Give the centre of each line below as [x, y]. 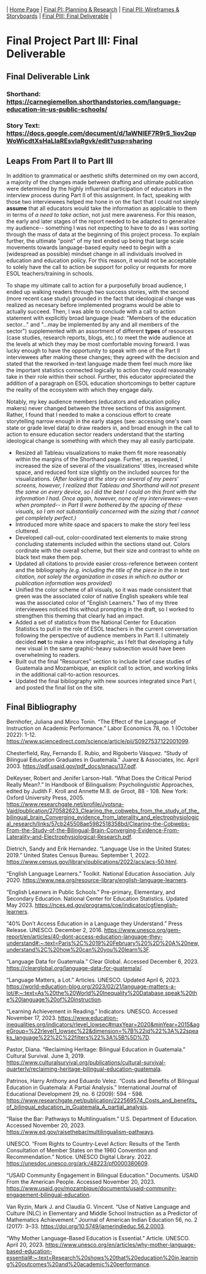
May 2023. [20, 905]
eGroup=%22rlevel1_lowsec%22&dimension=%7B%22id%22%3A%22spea [102, 1031]
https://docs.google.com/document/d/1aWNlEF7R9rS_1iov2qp [101, 133]
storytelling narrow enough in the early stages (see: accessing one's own [99, 421]
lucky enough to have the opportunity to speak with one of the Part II [93, 351]
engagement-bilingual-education [48, 1195]
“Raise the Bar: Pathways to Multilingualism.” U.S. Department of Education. [102, 1119]
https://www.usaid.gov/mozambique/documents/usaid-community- [91, 1189]
